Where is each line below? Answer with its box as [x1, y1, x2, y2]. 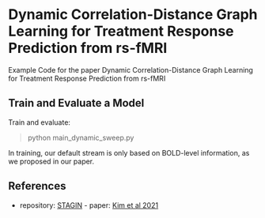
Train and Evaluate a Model [8, 96, 145, 110]
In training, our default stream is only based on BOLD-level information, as [8, 148, 250, 157]
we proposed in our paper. [8, 156, 95, 166]
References [8, 179, 66, 193]
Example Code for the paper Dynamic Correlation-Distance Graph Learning [8, 65, 253, 74]
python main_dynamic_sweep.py [27, 133, 134, 142]
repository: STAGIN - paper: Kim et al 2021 [19, 200, 159, 210]
